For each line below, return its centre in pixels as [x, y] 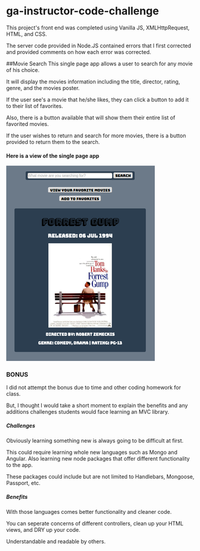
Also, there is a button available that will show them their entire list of [91, 118]
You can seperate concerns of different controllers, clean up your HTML [95, 523]
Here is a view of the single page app [53, 156]
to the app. [19, 465]
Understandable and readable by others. [56, 541]
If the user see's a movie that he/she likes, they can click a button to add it [98, 100]
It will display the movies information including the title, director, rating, [93, 82]
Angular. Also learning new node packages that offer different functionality [98, 459]
